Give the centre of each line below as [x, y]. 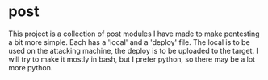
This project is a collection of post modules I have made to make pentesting [134, 34]
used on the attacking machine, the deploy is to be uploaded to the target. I [133, 50]
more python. [31, 67]
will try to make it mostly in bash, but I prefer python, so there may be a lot [132, 59]
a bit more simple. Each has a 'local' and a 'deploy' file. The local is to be [129, 42]
